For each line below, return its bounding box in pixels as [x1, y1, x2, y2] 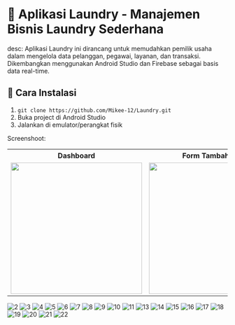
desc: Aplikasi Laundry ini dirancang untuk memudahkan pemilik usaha [7, 44, 212, 53]
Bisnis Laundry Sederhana [7, 21, 164, 37]
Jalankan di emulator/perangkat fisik [17, 120, 123, 129]
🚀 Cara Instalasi [7, 87, 77, 99]
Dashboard [57, 151, 96, 160]
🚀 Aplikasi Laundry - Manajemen [7, 6, 201, 22]
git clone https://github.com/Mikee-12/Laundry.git [17, 106, 171, 114]
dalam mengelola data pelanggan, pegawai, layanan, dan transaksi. [7, 52, 201, 60]
